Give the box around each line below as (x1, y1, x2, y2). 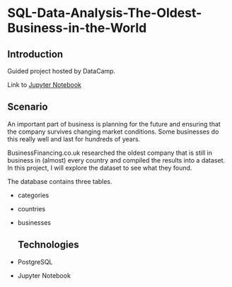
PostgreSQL (17, 257, 53, 266)
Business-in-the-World (7, 20, 147, 36)
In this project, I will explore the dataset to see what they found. (7, 163, 192, 172)
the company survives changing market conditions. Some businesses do (7, 127, 219, 136)
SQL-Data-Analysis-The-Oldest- (7, 5, 202, 21)
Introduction (7, 48, 64, 60)
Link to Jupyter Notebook (7, 81, 82, 89)
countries (17, 204, 46, 213)
